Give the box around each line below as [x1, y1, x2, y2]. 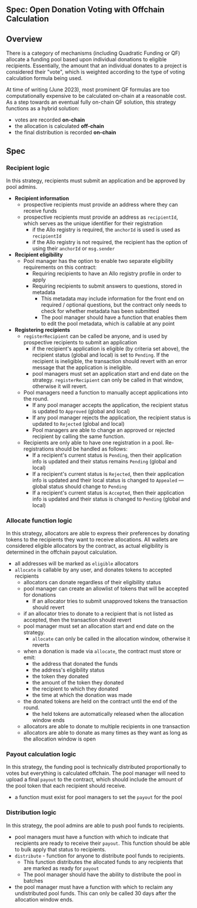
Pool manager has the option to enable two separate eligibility [23, 257, 173, 264]
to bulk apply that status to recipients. [14, 846, 106, 853]
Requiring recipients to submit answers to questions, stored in [32, 282, 182, 289]
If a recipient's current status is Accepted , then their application [32, 489, 185, 496]
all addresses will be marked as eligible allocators [14, 560, 139, 567]
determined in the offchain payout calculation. [6, 548, 118, 556]
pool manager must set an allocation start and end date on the [23, 623, 175, 630]
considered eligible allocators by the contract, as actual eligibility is [6, 542, 169, 550]
